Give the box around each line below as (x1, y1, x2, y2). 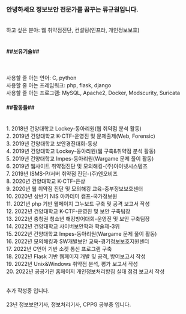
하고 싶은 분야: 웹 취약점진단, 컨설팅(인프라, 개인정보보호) (6, 26, 140, 34)
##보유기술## (6, 48, 40, 55)
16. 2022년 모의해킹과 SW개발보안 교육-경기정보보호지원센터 (6, 238, 149, 245)
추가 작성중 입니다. (6, 287, 50, 294)
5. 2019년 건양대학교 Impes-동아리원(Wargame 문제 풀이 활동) (6, 155, 154, 162)
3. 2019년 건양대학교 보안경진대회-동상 (6, 140, 98, 147)
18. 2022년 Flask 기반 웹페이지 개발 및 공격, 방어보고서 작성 (6, 253, 146, 260)
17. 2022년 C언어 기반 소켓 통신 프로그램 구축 (6, 245, 112, 252)
